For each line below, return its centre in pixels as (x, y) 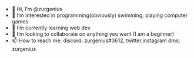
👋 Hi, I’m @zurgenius (37, 9)
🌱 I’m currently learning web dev (51, 28)
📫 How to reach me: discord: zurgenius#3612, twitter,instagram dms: (96, 40)
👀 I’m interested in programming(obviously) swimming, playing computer (100, 15)
